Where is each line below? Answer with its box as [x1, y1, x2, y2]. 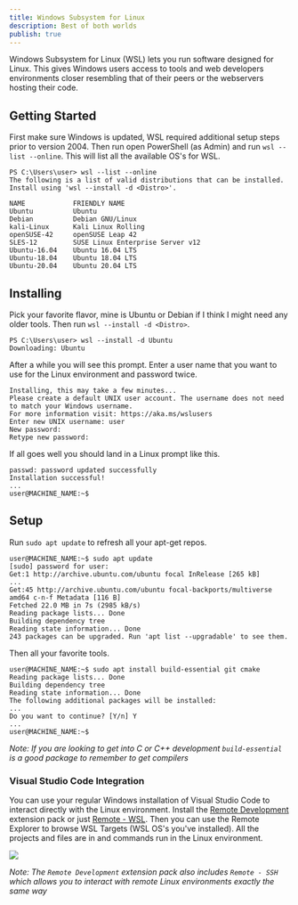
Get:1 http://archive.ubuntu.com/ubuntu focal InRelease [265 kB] [9, 569, 261, 579]
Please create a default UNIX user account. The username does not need [9, 394, 285, 403]
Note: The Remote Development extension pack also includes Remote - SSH [9, 867, 278, 877]
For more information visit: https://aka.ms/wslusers [9, 410, 213, 419]
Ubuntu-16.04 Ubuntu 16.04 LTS [9, 246, 138, 255]
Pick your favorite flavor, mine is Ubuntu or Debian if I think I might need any [9, 309, 288, 320]
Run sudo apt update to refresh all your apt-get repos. [9, 536, 207, 548]
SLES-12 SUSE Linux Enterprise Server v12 [9, 238, 201, 248]
